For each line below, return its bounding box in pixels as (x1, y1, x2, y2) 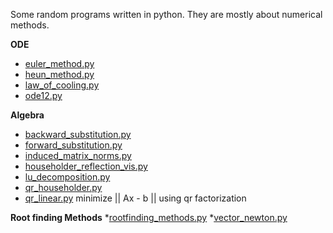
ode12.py (24, 90, 63, 101)
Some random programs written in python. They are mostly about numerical (10, 9, 323, 20)
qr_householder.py (24, 182, 103, 193)
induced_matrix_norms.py (24, 150, 132, 161)
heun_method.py (24, 69, 95, 80)
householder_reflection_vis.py (24, 160, 148, 172)
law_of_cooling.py (24, 79, 100, 91)
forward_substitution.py (24, 139, 123, 151)
